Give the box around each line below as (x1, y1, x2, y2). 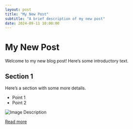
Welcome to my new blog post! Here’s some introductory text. (5, 58, 129, 64)
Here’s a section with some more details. (5, 85, 86, 91)
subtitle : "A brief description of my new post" (5, 16, 105, 21)
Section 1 (5, 72, 33, 81)
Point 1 (12, 95, 26, 100)
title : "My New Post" (5, 12, 49, 17)
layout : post (5, 7, 32, 12)
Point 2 (12, 100, 27, 106)
